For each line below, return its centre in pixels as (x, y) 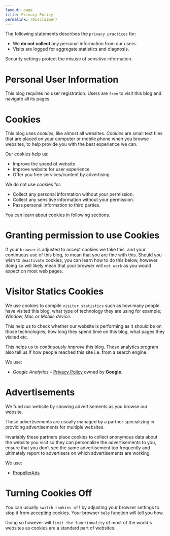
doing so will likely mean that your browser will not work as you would (78, 266)
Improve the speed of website (44, 164)
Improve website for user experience (51, 169)
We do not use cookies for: (33, 185)
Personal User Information (62, 79)
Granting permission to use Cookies (82, 235)
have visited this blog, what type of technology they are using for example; (83, 311)
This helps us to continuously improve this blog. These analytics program (82, 347)
